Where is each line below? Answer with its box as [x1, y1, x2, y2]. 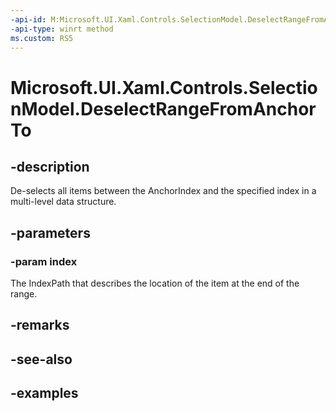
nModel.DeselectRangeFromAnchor [10, 97, 317, 120]
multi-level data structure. [10, 196, 117, 208]
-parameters [10, 224, 91, 241]
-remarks [10, 317, 70, 334]
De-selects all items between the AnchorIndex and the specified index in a [10, 185, 317, 197]
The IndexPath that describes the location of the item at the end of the [10, 277, 300, 290]
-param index [10, 254, 78, 268]
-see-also [10, 351, 73, 368]
